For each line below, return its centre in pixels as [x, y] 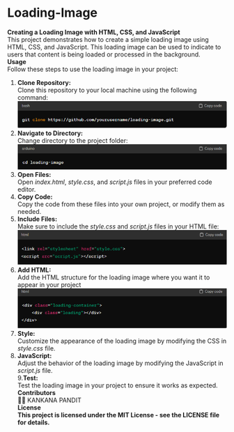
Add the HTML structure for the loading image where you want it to [114, 277]
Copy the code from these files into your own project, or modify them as [121, 204]
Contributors [36, 393]
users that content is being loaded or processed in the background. [104, 54]
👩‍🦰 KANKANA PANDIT [49, 400]
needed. [29, 212]
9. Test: [28, 378]
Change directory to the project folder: [72, 140]
